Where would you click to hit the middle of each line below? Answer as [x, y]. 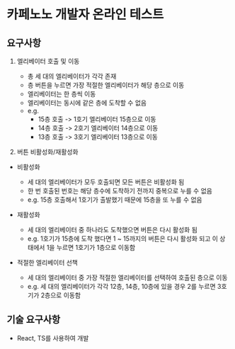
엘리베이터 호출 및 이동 [48, 61]
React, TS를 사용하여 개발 [53, 338]
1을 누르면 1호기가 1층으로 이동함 [91, 247]
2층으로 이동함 [61, 295]
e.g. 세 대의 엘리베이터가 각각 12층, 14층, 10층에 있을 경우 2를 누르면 [122, 286]
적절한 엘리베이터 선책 [47, 262]
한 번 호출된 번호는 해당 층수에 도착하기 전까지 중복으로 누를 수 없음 [120, 191]
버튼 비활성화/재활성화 [47, 152]
